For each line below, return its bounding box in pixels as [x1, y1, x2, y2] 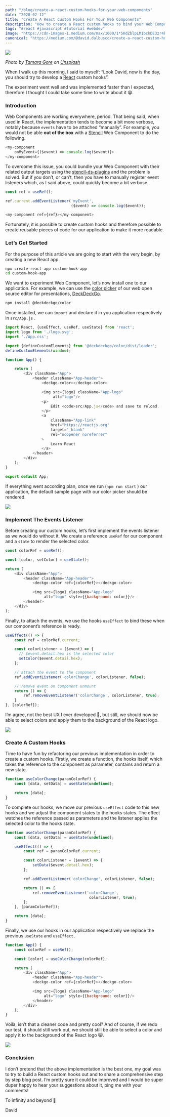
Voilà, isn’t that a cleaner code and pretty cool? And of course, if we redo [5, 1021, 158, 1027]
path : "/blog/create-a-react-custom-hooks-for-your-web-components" [5, 7, 153, 13]
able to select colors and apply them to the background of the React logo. [5, 717, 159, 723]
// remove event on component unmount [14, 684, 96, 689]
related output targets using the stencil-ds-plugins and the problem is [5, 169, 150, 175]
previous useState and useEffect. [5, 932, 76, 939]
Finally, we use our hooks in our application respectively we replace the [5, 927, 154, 933]
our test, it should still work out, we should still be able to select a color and [5, 1027, 162, 1033]
